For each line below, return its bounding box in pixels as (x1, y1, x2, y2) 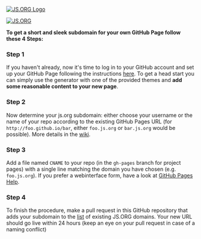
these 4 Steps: (6, 35, 44, 42)
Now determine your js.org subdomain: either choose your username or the (6, 111, 193, 119)
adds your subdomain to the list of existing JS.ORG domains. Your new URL (6, 213, 193, 220)
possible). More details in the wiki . (6, 131, 91, 138)
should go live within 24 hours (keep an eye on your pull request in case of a (6, 219, 195, 227)
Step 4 (6, 193, 26, 201)
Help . (6, 178, 20, 185)
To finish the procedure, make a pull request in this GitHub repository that (6, 207, 188, 214)
